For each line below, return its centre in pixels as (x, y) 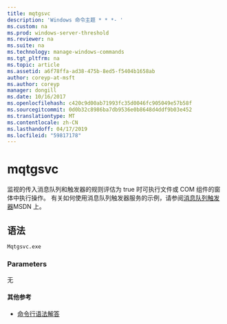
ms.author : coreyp (33, 84)
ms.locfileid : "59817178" (44, 135)
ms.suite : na (26, 45)
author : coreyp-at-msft (41, 78)
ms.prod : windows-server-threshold (58, 33)
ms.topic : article (33, 65)
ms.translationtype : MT (41, 116)
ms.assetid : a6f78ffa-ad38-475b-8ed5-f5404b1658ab (81, 71)
